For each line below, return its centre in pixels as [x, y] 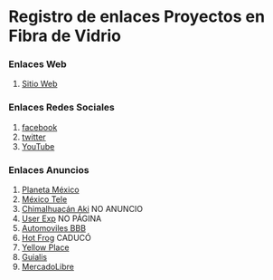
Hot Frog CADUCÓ [56, 238]
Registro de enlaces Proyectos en [137, 17]
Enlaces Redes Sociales [61, 108]
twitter [33, 137]
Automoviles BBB [54, 228]
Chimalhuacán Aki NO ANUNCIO [82, 209]
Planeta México [50, 190]
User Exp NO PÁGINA [61, 218]
